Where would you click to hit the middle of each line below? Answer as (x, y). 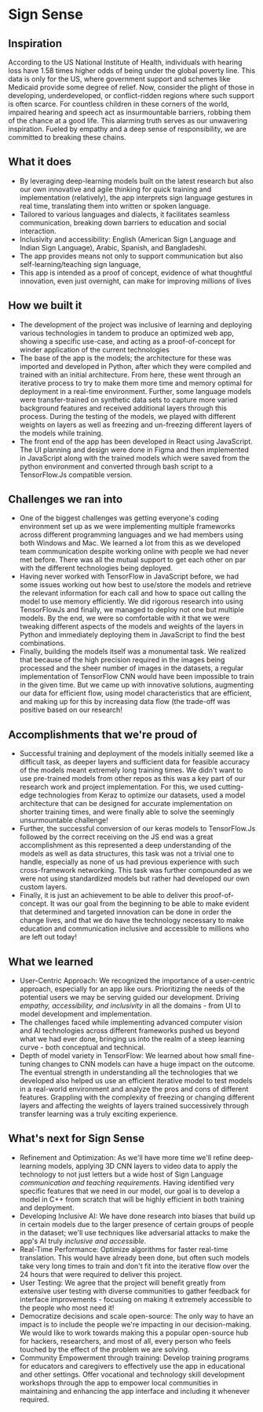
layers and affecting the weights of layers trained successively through (134, 1106)
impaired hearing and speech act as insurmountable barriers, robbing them (130, 112)
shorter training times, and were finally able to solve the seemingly (127, 812)
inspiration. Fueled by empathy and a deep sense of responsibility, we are (128, 129)
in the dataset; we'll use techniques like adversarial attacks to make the (135, 1232)
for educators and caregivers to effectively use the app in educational (132, 1366)
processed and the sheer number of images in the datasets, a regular (131, 668)
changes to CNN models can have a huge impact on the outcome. (148, 1064)
